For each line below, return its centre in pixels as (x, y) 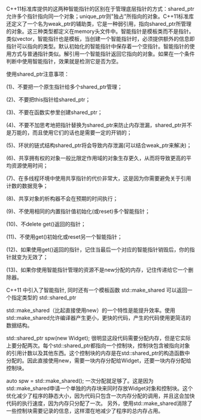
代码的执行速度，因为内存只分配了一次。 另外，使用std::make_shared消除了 (99, 403)
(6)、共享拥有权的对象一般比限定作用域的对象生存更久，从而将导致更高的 (96, 158)
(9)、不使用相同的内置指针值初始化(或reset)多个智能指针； (78, 211)
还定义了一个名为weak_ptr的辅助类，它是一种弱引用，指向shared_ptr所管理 (99, 24)
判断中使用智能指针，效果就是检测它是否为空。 (64, 61)
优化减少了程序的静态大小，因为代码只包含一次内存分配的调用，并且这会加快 (100, 396)
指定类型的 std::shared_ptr (44, 298)
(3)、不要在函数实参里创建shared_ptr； (54, 112)
